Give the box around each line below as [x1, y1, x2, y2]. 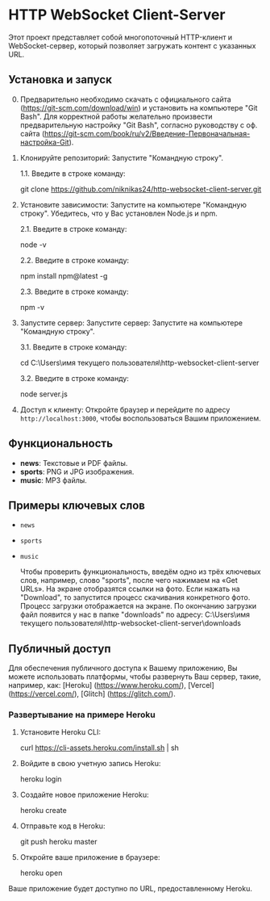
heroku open [19, 868, 63, 878]
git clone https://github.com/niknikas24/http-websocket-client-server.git [19, 184, 262, 194]
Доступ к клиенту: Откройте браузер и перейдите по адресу [19, 404, 231, 414]
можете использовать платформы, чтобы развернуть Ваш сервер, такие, [8, 672, 262, 681]
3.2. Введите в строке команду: [19, 373, 129, 383]
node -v [19, 240, 47, 249]
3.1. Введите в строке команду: [19, 342, 127, 352]
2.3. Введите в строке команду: [19, 287, 129, 296]
